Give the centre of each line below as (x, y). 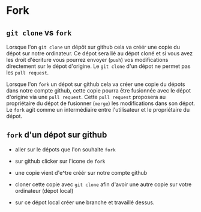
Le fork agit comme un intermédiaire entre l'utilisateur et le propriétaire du (98, 110)
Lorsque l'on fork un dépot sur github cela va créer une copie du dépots (96, 84)
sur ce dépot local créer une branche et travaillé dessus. (85, 202)
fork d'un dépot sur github (57, 135)
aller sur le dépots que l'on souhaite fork (65, 149)
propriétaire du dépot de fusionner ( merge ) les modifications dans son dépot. (101, 103)
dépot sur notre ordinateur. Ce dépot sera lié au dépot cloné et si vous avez (100, 53)
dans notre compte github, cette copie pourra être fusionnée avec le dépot (98, 90)
